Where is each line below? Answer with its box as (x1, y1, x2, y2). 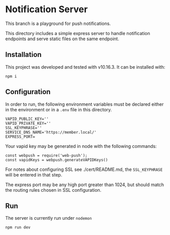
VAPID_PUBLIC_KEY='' (5, 116, 49, 122)
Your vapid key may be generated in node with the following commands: (5, 143, 157, 149)
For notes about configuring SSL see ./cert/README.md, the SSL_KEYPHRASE (5, 166, 163, 172)
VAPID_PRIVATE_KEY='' (5, 121, 51, 126)
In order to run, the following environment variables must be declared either (5, 101, 164, 107)
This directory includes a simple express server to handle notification (5, 30, 150, 36)
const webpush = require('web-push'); (5, 153, 88, 158)
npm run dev (5, 225, 31, 230)
